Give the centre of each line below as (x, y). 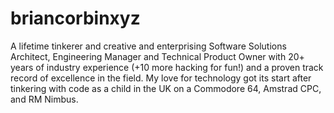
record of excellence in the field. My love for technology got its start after (161, 78)
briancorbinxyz (75, 18)
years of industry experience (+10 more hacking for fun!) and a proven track (167, 67)
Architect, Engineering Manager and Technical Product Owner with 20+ (157, 56)
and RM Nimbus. (44, 99)
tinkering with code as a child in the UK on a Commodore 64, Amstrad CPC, (166, 88)
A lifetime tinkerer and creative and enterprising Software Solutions (148, 46)
